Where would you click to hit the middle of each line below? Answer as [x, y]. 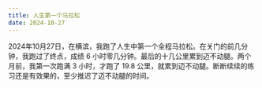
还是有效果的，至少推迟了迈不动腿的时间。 [84, 75]
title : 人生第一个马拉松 [44, 15]
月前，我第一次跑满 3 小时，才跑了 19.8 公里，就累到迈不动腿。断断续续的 [128, 66]
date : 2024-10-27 [37, 23]
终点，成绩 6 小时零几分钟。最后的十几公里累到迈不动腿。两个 [150, 56]
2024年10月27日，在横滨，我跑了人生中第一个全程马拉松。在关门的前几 [125, 46]
